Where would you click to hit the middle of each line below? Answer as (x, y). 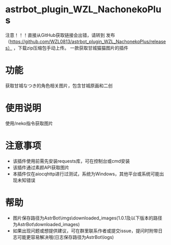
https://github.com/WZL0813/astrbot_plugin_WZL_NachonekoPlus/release (88, 41)
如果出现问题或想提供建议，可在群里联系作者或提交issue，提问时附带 (85, 231)
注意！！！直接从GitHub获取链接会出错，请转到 (55, 35)
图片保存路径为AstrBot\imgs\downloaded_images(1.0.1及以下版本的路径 (87, 218)
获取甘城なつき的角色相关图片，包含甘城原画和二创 (59, 85)
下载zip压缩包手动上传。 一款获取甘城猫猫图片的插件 (73, 48)
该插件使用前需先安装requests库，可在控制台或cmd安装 (71, 161)
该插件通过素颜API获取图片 (41, 167)
